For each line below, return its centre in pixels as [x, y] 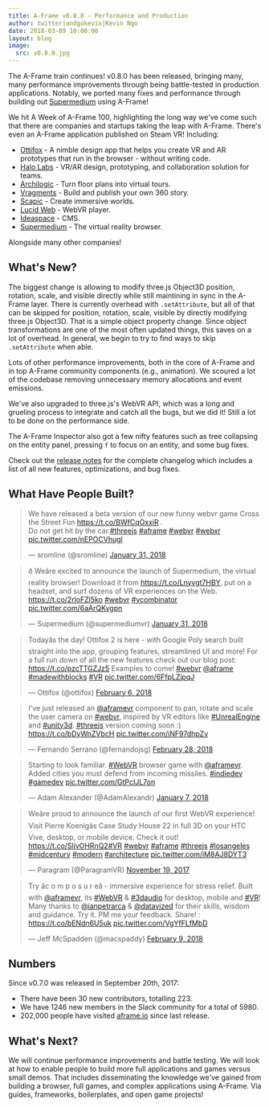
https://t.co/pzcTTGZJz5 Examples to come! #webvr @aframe [130, 668]
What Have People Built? [71, 494]
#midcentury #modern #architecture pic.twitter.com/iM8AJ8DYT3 [137, 854]
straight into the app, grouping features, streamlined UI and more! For [143, 651]
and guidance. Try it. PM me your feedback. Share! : [114, 914]
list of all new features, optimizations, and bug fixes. [94, 469]
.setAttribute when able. [51, 346]
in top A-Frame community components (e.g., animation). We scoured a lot [132, 371]
